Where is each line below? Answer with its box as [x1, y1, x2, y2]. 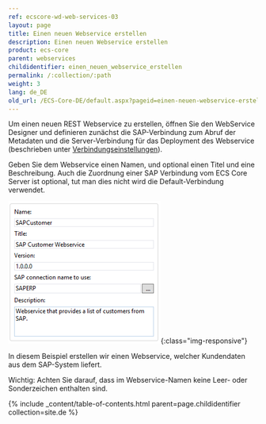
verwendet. [8, 185, 46, 195]
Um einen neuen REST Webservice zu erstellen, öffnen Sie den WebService [8, 119, 256, 129]
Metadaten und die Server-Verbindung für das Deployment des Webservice [8, 136, 255, 146]
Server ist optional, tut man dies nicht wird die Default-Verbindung [8, 177, 224, 187]
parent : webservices [8, 55, 77, 63]
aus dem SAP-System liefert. [8, 360, 102, 369]
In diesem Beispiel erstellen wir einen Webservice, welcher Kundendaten [8, 352, 245, 361]
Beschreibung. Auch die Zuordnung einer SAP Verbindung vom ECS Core [8, 168, 248, 178]
